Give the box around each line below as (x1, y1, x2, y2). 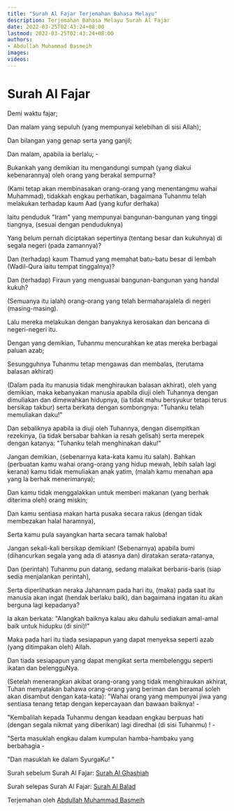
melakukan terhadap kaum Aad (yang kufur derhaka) (7, 199, 159, 207)
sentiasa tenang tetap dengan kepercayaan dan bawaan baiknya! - (7, 699, 199, 707)
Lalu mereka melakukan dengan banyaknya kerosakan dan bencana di (7, 318, 210, 326)
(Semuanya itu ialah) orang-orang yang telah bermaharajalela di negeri (7, 297, 211, 305)
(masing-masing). (7, 304, 59, 312)
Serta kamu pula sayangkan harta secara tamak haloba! (7, 530, 168, 539)
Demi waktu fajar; (7, 109, 58, 118)
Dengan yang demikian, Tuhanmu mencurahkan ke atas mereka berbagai (7, 339, 218, 347)
